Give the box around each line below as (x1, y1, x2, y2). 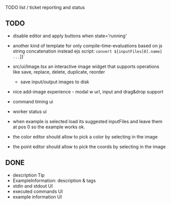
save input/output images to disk (20, 79, 89, 85)
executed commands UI (12, 188, 63, 194)
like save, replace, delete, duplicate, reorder (12, 69, 106, 75)
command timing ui (12, 98, 54, 104)
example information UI (12, 194, 62, 200)
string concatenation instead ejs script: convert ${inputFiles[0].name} (12, 48, 162, 54)
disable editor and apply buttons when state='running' (12, 33, 127, 39)
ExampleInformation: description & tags (12, 177, 96, 184)
